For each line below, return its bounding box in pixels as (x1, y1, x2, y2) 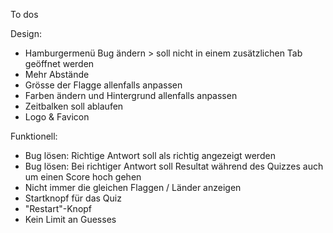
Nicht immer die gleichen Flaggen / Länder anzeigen (24, 182, 242, 193)
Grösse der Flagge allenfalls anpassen (24, 79, 183, 91)
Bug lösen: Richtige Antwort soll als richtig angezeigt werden (24, 150, 276, 161)
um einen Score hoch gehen (24, 171, 142, 183)
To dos (10, 9, 39, 20)
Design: (10, 28, 42, 39)
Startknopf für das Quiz (24, 192, 122, 204)
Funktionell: (10, 130, 58, 142)
